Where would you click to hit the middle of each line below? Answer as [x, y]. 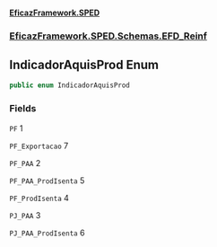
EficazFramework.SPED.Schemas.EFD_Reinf [108, 36]
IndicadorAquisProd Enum [84, 64]
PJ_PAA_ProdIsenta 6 [47, 233]
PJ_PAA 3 [25, 215]
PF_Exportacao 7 [39, 146]
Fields [23, 109]
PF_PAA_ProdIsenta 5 [47, 181]
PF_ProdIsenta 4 [39, 198]
